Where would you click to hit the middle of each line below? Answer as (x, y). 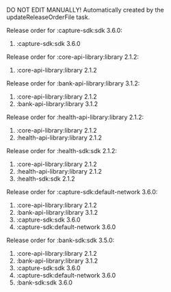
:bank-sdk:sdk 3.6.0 (44, 282)
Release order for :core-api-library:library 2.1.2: (73, 57)
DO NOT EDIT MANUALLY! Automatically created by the (85, 10)
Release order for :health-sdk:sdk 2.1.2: (62, 151)
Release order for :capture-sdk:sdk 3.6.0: (64, 30)
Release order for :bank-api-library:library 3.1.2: (73, 83)
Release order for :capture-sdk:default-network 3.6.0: (82, 192)
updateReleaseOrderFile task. (48, 17)
